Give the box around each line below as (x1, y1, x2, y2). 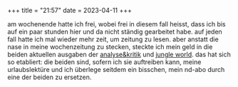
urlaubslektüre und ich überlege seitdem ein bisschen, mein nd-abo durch (7, 66, 225, 73)
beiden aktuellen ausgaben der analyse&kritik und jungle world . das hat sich (7, 50, 232, 58)
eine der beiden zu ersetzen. (7, 73, 92, 81)
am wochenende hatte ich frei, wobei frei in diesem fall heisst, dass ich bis (7, 20, 226, 28)
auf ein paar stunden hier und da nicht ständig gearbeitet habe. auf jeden (7, 28, 222, 36)
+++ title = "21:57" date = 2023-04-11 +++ (7, 6, 133, 14)
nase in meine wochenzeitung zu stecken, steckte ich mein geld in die (7, 43, 213, 51)
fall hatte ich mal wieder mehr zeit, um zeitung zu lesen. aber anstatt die (7, 35, 219, 43)
